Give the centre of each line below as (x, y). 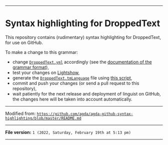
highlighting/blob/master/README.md (43, 118)
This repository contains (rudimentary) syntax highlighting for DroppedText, (83, 37)
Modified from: (20, 113)
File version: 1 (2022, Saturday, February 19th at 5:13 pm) (68, 132)
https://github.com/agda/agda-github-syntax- (85, 114)
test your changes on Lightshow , (46, 72)
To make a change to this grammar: (42, 52)
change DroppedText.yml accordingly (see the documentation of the (82, 62)
